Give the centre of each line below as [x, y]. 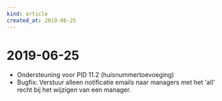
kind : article [27, 14]
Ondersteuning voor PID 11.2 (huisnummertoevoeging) [95, 75]
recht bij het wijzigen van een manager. [74, 90]
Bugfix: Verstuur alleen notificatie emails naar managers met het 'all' [116, 83]
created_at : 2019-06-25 [42, 20]
